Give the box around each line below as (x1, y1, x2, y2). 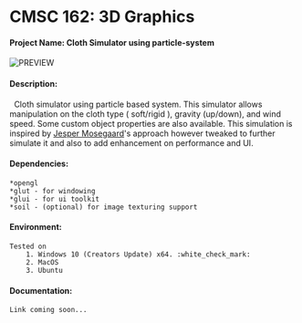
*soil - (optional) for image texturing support (9, 203, 198, 212)
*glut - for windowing (9, 186, 96, 195)
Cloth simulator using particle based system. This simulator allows (13, 99, 263, 109)
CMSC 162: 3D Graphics (9, 6, 195, 27)
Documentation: (9, 285, 73, 296)
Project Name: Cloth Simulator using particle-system (9, 36, 214, 47)
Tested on (9, 242, 47, 251)
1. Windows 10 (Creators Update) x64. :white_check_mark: (26, 250, 251, 259)
